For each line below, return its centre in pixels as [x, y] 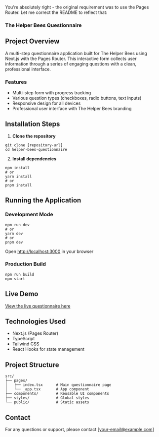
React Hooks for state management [48, 349]
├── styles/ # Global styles [47, 398]
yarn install [19, 176]
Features [16, 82]
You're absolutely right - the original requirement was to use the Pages [77, 7]
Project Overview [32, 41]
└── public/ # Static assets [47, 402]
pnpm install [19, 185]
